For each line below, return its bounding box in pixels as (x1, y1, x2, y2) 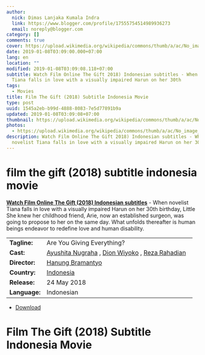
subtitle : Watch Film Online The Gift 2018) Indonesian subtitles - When (6, 71, 198, 77)
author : (6, 9, 26, 15)
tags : (6, 83, 20, 89)
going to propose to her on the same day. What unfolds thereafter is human (6, 218, 196, 226)
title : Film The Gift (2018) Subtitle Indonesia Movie (6, 94, 149, 100)
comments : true (6, 37, 45, 43)
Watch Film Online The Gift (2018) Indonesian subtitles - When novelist (6, 199, 189, 206)
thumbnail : (6, 117, 34, 123)
